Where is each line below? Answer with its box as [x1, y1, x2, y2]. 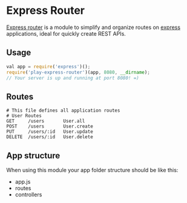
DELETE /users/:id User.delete [6, 134, 94, 140]
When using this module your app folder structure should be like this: [6, 167, 179, 173]
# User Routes [6, 113, 42, 119]
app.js [15, 178, 31, 185]
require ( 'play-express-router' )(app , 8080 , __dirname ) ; [6, 69, 150, 76]
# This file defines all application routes [6, 108, 120, 114]
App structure [6, 150, 61, 161]
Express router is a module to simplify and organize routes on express [6, 24, 180, 31]
